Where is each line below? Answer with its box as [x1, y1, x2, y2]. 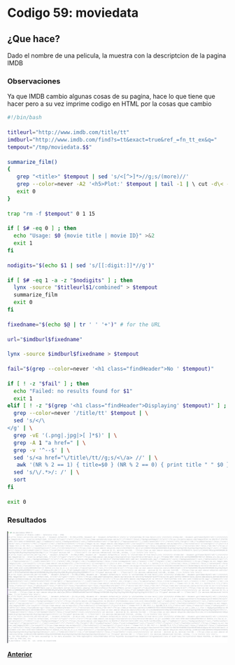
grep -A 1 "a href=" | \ [13, 439, 86, 446]
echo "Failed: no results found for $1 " [13, 388, 133, 395]
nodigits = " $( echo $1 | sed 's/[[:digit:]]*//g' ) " [7, 261, 155, 269]
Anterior [7, 650, 33, 659]
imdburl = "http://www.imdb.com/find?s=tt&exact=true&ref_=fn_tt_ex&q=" [7, 136, 218, 143]
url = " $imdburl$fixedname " [7, 336, 83, 343]
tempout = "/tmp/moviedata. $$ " [7, 144, 92, 151]
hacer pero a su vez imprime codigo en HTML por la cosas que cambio [7, 100, 212, 108]
